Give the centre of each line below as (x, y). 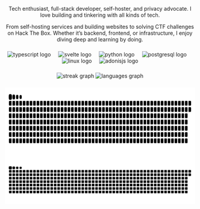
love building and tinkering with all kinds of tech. (100, 15)
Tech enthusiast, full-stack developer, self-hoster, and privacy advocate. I (100, 9)
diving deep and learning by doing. (100, 39)
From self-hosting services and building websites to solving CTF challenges (100, 27)
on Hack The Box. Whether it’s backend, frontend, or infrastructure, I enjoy (100, 33)
